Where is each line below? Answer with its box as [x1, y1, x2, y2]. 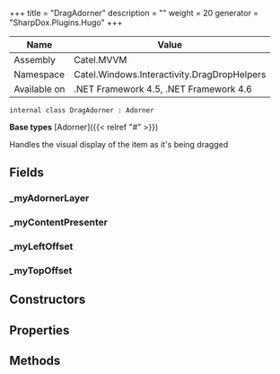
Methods [9, 353, 61, 369]
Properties [9, 323, 70, 338]
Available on [13, 83, 66, 95]
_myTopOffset [9, 264, 73, 277]
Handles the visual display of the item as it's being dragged [9, 139, 229, 149]
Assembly [13, 54, 57, 66]
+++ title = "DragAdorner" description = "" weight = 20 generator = [9, 8, 259, 18]
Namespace [13, 68, 66, 80]
